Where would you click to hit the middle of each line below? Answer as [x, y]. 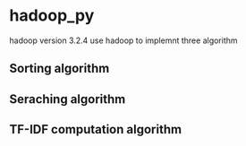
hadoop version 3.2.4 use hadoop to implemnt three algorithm [124, 40]
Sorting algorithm [59, 69]
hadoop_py [52, 16]
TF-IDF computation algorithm [95, 129]
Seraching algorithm [68, 99]
